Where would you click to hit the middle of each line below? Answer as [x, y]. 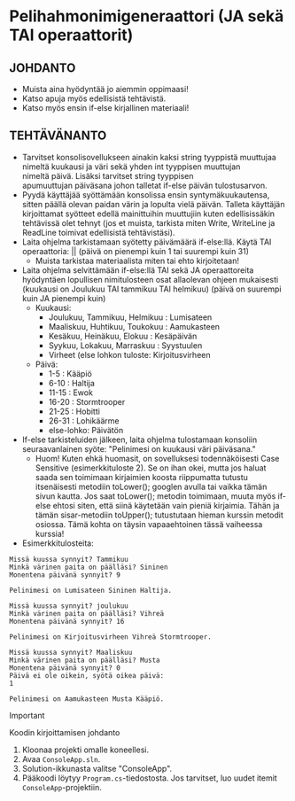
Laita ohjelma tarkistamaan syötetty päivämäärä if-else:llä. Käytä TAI [147, 242]
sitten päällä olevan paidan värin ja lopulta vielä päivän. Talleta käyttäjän [153, 204]
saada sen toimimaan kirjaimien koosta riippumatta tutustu [141, 477]
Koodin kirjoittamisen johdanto [65, 732]
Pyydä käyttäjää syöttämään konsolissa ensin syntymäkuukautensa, [146, 194]
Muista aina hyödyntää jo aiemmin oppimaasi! [105, 89]
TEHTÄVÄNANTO [58, 136]
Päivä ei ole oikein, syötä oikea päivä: [87, 675]
